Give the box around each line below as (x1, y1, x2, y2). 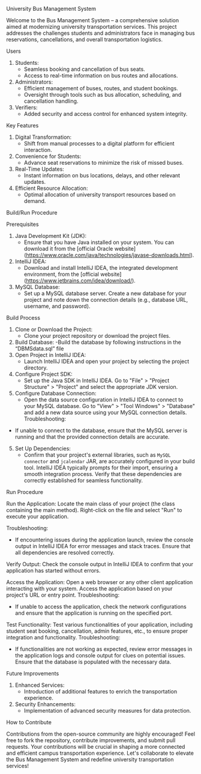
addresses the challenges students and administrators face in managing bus (6, 29, 195, 37)
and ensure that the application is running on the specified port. (14, 609, 173, 617)
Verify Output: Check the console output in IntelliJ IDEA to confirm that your (6, 561, 194, 567)
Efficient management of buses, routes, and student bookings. (23, 85, 178, 92)
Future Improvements (6, 670, 59, 677)
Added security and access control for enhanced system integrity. (23, 111, 188, 117)
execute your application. (6, 513, 69, 520)
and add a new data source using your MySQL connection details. (23, 409, 187, 416)
